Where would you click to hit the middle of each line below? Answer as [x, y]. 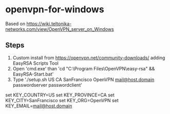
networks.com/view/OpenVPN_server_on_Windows [60, 29]
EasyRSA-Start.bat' [33, 74]
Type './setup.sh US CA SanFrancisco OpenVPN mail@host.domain [83, 79]
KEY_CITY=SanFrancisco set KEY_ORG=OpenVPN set [62, 100]
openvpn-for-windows [55, 9]
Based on [15, 24]
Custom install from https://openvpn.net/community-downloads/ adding [89, 58]
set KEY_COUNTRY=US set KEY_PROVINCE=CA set [60, 95]
